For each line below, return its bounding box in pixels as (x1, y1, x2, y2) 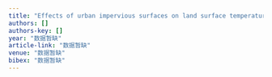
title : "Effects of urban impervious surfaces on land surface (8, 11, 227, 20)
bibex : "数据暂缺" (8, 57, 66, 65)
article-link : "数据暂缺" (8, 42, 91, 50)
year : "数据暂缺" (8, 34, 62, 43)
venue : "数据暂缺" (8, 49, 66, 57)
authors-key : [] (8, 26, 63, 34)
